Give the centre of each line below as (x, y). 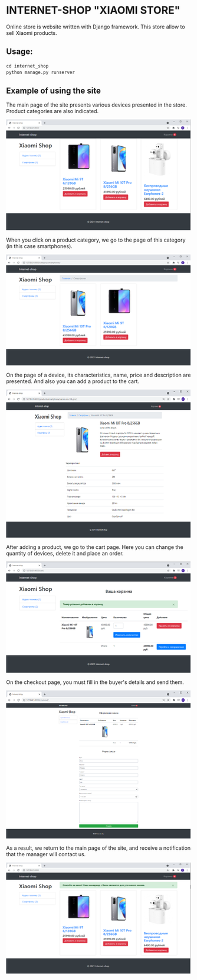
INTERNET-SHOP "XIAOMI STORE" (93, 10)
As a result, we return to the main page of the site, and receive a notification (98, 848)
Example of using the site (54, 90)
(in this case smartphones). (39, 246)
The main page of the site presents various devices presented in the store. (96, 105)
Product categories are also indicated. (52, 111)
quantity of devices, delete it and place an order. (65, 554)
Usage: (20, 52)
